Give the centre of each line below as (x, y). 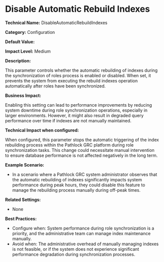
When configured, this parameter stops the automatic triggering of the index (82, 140)
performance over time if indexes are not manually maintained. (68, 120)
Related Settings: (23, 200)
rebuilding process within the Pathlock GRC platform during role (69, 145)
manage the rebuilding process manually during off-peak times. (76, 190)
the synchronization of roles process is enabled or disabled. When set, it (78, 75)
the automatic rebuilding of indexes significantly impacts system (77, 179)
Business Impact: (23, 95)
